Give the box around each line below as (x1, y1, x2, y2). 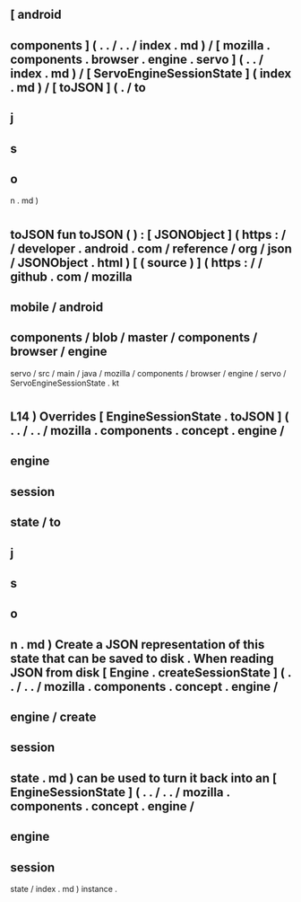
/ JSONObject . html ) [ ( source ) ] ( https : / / (10, 255, 263, 270)
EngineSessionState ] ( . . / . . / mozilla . (10, 784, 231, 800)
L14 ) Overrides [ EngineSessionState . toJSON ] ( (10, 409, 289, 424)
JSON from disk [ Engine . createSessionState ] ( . (10, 665, 292, 680)
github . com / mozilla (10, 269, 133, 284)
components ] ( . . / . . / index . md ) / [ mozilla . (10, 38, 271, 53)
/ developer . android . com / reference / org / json (10, 241, 292, 256)
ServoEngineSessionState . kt (10, 377, 119, 388)
